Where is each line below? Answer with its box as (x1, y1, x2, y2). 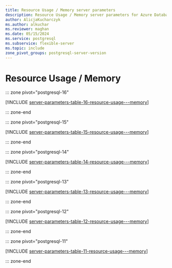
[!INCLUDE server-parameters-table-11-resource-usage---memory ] (5, 248, 148, 254)
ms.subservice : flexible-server (5, 41, 74, 46)
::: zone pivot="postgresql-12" (5, 209, 69, 215)
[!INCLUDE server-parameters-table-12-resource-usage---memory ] (5, 218, 149, 224)
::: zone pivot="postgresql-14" (5, 149, 69, 155)
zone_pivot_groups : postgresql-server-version (5, 50, 106, 55)
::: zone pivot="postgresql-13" (5, 179, 69, 185)
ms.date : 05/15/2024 (5, 31, 50, 36)
